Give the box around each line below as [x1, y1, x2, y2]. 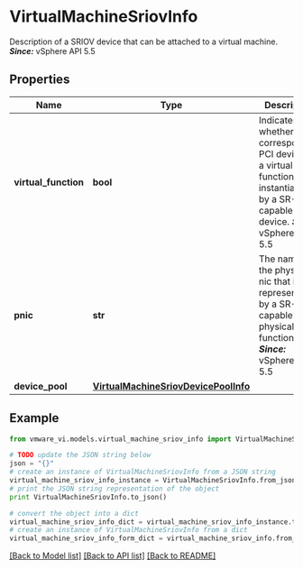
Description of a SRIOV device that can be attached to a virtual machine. [9, 36, 278, 47]
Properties [9, 72, 70, 87]
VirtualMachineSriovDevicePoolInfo [92, 380, 251, 392]
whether [258, 124, 295, 137]
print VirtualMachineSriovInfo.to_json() [9, 492, 168, 501]
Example [9, 410, 60, 426]
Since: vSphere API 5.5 [9, 45, 96, 56]
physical [258, 320, 295, 333]
